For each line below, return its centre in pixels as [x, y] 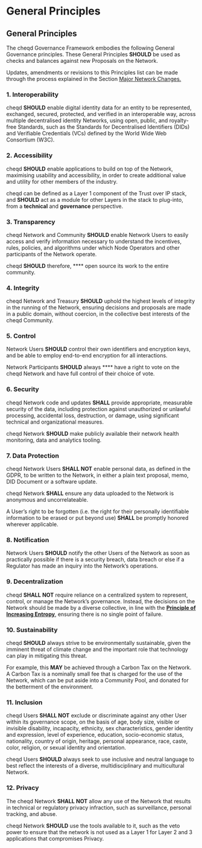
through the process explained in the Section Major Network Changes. [94, 79]
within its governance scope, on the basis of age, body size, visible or [93, 722]
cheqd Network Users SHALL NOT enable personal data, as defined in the [99, 469]
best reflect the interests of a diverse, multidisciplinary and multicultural [96, 766]
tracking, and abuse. [32, 814]
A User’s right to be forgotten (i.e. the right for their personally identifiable [98, 511]
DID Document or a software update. [52, 482]
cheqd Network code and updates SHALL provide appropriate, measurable [99, 403]
